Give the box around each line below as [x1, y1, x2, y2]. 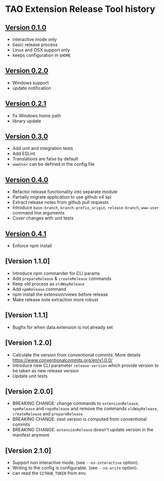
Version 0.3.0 [5, 133, 48, 141]
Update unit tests [12, 373, 48, 379]
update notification [12, 85, 51, 91]
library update [12, 118, 41, 124]
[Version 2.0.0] [5, 387, 53, 396]
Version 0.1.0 [5, 23, 47, 32]
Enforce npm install [12, 243, 52, 249]
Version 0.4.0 [5, 175, 49, 184]
